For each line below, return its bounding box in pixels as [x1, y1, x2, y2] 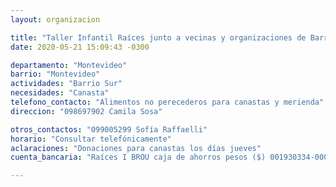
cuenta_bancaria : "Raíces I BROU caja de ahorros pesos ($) [10, 152, 267, 163]
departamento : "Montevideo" [10, 60, 128, 70]
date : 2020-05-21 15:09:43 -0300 [10, 42, 150, 52]
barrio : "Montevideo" [10, 69, 101, 80]
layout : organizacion [10, 14, 101, 25]
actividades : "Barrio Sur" [10, 79, 123, 89]
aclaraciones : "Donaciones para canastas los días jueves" [10, 143, 262, 153]
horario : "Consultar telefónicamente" [10, 134, 172, 144]
